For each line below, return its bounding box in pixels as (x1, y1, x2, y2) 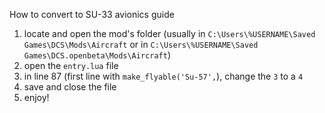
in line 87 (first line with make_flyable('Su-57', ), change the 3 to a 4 (23, 70, 304, 82)
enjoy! (23, 92, 50, 103)
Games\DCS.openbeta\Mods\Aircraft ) (23, 49, 171, 61)
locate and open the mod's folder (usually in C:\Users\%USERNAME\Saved (23, 28, 316, 39)
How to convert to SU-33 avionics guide (9, 9, 175, 20)
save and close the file (23, 81, 117, 93)
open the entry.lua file (23, 60, 119, 71)
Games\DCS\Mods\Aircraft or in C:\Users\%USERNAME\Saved (23, 39, 259, 50)
